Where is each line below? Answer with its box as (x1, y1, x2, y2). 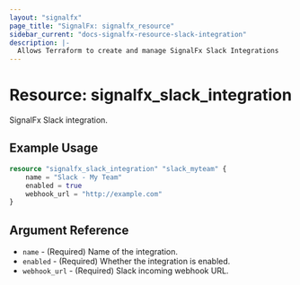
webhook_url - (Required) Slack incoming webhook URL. (22, 265, 229, 276)
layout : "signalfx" (9, 13, 83, 22)
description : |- (9, 38, 70, 47)
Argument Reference (9, 222, 129, 237)
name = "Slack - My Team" (25, 172, 123, 182)
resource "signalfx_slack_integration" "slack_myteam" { (9, 164, 227, 173)
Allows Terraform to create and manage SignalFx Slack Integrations (17, 47, 279, 56)
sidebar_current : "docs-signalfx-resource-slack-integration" (9, 30, 247, 39)
